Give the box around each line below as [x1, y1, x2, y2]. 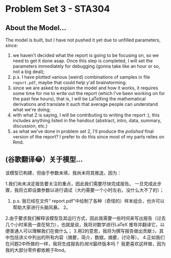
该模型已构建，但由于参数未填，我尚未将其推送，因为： [5, 170, 121, 176]
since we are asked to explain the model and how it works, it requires [12, 85, 158, 91]
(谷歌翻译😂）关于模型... [5, 155, 83, 164]
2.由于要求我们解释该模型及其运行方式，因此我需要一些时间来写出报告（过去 [5, 215, 166, 221]
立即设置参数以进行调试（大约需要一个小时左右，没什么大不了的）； [22, 187, 164, 193]
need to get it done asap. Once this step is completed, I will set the [12, 58, 153, 64]
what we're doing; [12, 107, 51, 112]
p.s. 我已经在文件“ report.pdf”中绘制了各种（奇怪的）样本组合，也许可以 [12, 198, 165, 204]
